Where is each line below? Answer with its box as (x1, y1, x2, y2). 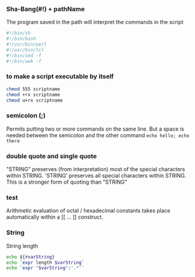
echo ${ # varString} (6, 254, 55, 260)
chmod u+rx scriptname (6, 97, 63, 104)
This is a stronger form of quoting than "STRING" (6, 178, 128, 185)
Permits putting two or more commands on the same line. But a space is (6, 125, 184, 132)
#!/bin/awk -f (6, 58, 42, 64)
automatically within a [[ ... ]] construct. (6, 213, 103, 221)
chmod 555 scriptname (6, 86, 61, 92)
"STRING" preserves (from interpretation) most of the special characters (6, 166, 185, 173)
